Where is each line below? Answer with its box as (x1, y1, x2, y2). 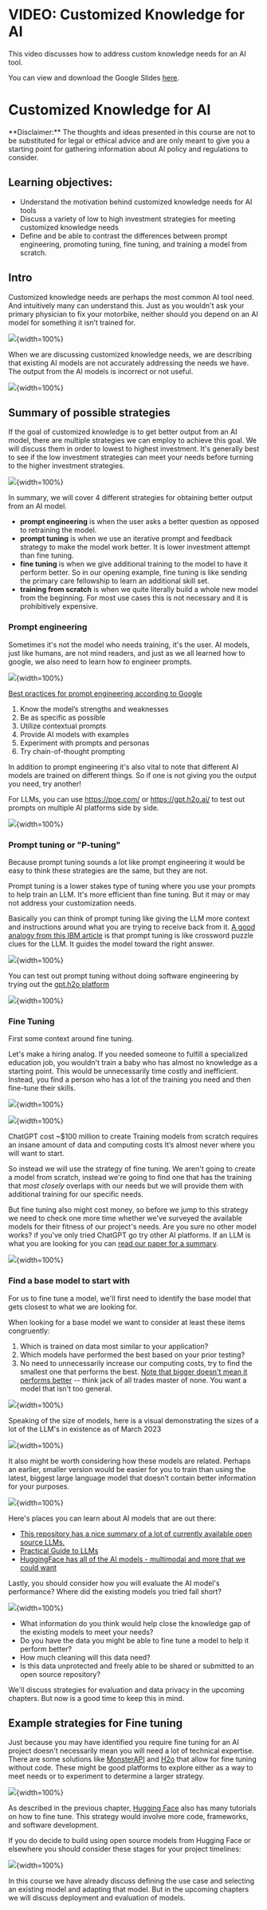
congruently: (8, 1326, 50, 1336)
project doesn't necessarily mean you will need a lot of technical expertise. (8, 1746, 255, 1756)
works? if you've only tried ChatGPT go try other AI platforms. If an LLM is (8, 1230, 251, 1240)
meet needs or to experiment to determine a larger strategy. (8, 1771, 205, 1781)
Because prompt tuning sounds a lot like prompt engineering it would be (8, 857, 245, 866)
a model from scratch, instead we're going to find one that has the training (8, 1173, 253, 1182)
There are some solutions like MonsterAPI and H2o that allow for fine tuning (8, 1754, 257, 1764)
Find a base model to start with (8, 1275, 130, 1286)
